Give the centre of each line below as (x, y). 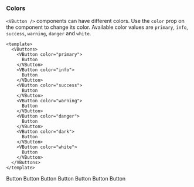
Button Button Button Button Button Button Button (66, 179)
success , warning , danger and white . (49, 34)
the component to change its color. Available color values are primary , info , (97, 27)
